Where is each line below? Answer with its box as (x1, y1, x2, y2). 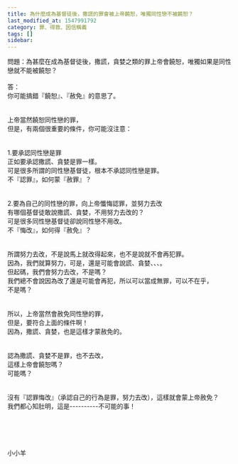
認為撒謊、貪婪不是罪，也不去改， (7, 352, 107, 360)
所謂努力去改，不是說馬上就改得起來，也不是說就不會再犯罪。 (7, 250, 188, 258)
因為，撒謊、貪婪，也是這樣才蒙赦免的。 (7, 327, 126, 336)
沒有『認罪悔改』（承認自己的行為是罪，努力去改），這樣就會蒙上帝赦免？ (7, 393, 219, 402)
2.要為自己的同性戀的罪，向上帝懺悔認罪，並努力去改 (7, 199, 163, 208)
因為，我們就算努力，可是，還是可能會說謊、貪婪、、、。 (7, 259, 166, 268)
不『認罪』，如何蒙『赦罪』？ (7, 175, 92, 184)
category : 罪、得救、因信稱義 (7, 23, 87, 31)
